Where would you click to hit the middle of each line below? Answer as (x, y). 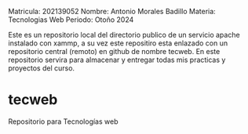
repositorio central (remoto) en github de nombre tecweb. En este (114, 51)
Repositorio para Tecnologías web (63, 121)
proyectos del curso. (42, 68)
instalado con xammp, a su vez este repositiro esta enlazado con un (118, 43)
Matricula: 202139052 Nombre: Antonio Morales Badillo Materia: (112, 11)
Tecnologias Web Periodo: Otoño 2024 (71, 20)
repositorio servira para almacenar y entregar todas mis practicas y (117, 60)
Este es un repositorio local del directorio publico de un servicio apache (124, 35)
